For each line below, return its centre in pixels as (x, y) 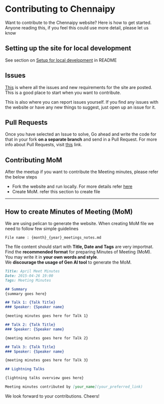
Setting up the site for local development (68, 48)
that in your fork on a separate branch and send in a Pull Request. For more (81, 139)
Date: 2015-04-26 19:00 (29, 276)
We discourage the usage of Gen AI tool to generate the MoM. (68, 262)
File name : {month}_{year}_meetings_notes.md (53, 238)
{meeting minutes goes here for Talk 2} (47, 338)
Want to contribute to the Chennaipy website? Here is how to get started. (78, 22)
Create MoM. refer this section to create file (56, 192)
